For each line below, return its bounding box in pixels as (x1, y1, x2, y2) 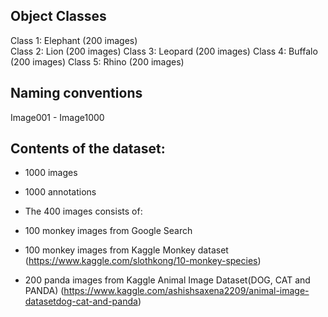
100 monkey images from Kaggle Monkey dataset (24, 244, 229, 256)
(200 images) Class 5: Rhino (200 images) (10, 55, 185, 68)
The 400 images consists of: (24, 205, 143, 218)
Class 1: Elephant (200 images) (10, 34, 138, 46)
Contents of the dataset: (10, 140, 166, 158)
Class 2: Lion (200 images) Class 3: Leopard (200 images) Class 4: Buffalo (10, 45, 318, 57)
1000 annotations (24, 186, 97, 198)
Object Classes (10, 8, 107, 25)
